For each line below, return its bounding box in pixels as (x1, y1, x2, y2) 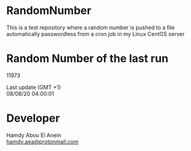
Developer (6, 111, 60, 125)
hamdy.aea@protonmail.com (6, 138, 79, 145)
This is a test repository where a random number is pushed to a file (6, 24, 175, 31)
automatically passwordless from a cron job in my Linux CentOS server (6, 30, 185, 37)
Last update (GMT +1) (6, 83, 61, 91)
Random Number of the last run (6, 52, 169, 66)
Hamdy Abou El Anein (6, 132, 62, 139)
